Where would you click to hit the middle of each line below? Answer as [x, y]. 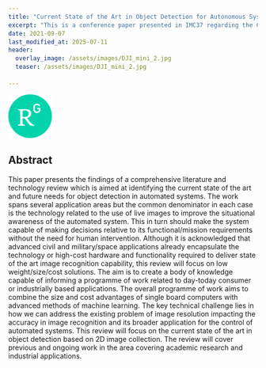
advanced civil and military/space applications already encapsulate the [124, 246]
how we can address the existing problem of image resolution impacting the [132, 313]
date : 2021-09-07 [37, 33]
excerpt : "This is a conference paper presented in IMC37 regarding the [131, 25]
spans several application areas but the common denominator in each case [131, 204]
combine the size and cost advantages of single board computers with [123, 297]
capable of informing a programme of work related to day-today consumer [130, 280]
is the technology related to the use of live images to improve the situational [132, 213]
